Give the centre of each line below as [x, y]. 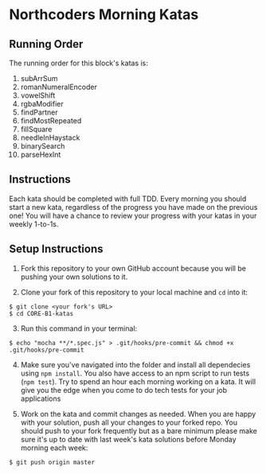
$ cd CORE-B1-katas [41, 313]
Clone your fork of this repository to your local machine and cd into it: [134, 292]
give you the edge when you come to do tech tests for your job [124, 390]
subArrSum [39, 78]
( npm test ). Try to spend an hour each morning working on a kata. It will [138, 381]
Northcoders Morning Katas [104, 15]
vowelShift [38, 95]
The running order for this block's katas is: [78, 63]
